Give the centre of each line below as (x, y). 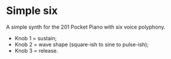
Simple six (32, 11)
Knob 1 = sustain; (36, 38)
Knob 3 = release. (36, 50)
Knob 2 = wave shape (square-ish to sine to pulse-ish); (82, 44)
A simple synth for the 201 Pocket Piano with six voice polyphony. (86, 27)
